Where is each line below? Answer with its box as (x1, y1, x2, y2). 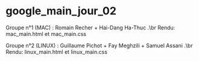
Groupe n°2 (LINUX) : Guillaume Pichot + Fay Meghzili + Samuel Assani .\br (5, 42, 194, 49)
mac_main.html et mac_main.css (5, 30, 87, 37)
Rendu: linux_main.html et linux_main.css (5, 48, 108, 55)
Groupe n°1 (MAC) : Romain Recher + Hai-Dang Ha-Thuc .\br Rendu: (5, 24, 175, 31)
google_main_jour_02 (5, 4, 117, 18)
